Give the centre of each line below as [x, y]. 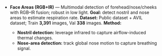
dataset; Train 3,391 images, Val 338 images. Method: [66, 23]
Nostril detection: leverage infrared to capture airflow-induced [81, 32]
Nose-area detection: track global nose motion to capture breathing [87, 43]
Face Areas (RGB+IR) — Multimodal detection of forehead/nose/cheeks [83, 7]
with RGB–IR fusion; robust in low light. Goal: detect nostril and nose [80, 12]
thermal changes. [35, 38]
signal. [24, 48]
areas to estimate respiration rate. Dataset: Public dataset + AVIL [76, 18]
